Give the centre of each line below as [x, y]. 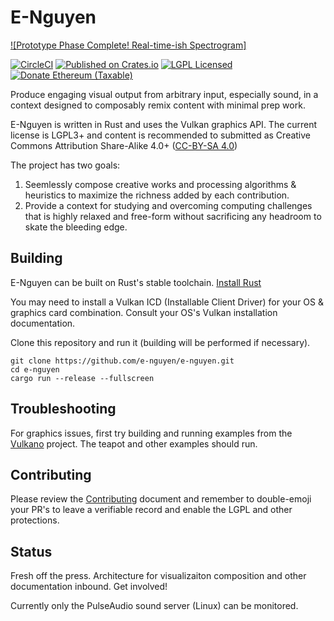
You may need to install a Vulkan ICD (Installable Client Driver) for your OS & [167, 302]
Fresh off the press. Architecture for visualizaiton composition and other [158, 576]
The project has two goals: [65, 165]
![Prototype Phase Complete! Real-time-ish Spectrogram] [128, 45]
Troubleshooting [63, 409]
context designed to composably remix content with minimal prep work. [158, 105]
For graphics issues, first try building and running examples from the [151, 433]
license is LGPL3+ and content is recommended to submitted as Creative [161, 135]
